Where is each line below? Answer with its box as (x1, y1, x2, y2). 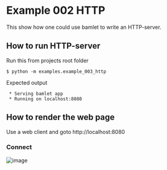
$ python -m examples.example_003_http (6, 68, 107, 74)
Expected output (6, 79, 48, 86)
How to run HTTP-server (6, 41, 101, 51)
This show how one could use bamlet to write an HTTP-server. (6, 23, 162, 31)
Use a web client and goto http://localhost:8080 (6, 128, 125, 135)
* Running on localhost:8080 (8, 96, 83, 102)
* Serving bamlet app (8, 91, 63, 97)
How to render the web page (6, 112, 115, 123)
